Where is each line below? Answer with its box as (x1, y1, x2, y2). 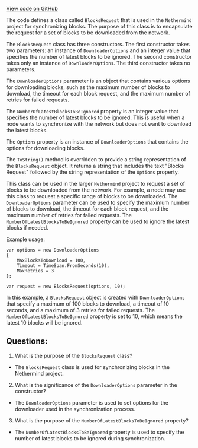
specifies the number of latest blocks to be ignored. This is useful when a (6, 114, 185, 121)
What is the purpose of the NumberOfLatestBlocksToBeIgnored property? (14, 417, 189, 424)
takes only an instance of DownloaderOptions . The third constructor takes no (6, 59, 190, 66)
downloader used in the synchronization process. (14, 405, 135, 412)
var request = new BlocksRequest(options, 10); (6, 284, 126, 290)
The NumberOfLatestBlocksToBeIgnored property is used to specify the (14, 428, 184, 436)
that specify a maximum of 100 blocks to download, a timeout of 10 (6, 300, 170, 307)
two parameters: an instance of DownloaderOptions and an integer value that (6, 47, 191, 54)
